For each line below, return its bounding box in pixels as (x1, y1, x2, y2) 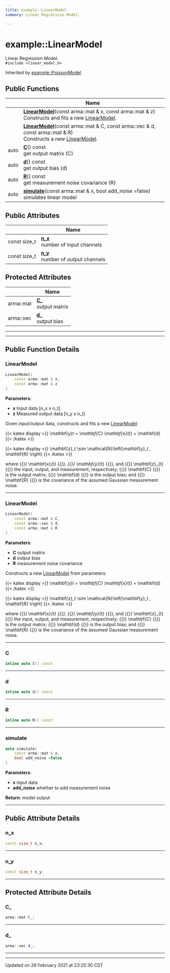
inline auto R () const (5, 718, 53, 723)
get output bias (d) (23, 165, 68, 172)
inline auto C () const (5, 661, 53, 666)
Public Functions (5, 84, 59, 93)
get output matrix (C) (23, 150, 73, 157)
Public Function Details (5, 345, 79, 354)
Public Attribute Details (5, 814, 80, 823)
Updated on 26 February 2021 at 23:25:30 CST (5, 962, 104, 968)
